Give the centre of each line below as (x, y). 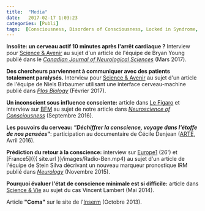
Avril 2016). (20, 141)
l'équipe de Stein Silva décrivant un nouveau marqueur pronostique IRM (97, 165)
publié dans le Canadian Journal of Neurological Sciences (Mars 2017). (96, 59)
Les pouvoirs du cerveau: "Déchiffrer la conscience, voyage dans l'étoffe (102, 128)
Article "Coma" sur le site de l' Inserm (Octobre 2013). (74, 202)
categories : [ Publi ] (33, 23)
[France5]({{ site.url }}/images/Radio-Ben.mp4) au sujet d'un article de (95, 159)
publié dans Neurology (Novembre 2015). (58, 172)
